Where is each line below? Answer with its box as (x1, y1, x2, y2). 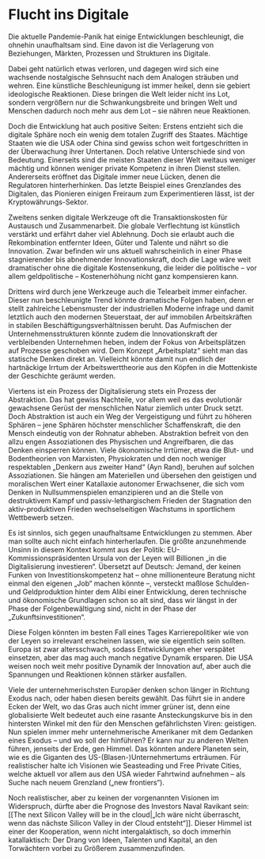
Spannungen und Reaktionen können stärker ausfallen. (8, 670, 187, 679)
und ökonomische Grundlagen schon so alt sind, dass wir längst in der (8, 595, 237, 605)
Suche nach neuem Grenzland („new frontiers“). (8, 777, 165, 787)
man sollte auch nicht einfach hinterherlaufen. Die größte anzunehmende (8, 536, 247, 546)
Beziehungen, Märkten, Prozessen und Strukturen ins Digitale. (8, 48, 211, 58)
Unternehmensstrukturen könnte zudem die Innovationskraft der (8, 329, 218, 338)
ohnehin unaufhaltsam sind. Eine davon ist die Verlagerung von (8, 40, 214, 49)
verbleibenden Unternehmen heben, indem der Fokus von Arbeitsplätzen (8, 337, 246, 346)
